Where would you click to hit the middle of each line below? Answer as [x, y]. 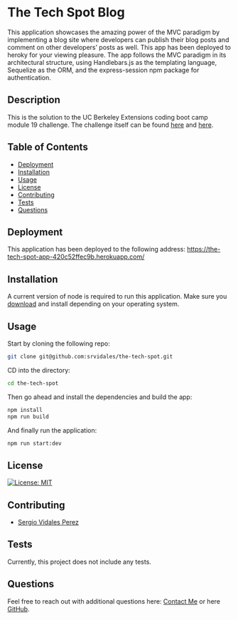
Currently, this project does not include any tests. [79, 562]
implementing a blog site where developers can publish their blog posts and [118, 39]
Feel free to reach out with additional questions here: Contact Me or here [114, 601]
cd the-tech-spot [33, 383]
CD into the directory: [39, 370]
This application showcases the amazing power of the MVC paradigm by [114, 32]
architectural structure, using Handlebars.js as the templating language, [112, 62]
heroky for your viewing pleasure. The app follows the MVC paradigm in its [117, 55]
